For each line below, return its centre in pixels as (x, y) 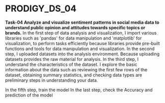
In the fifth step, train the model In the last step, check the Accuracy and (79, 90)
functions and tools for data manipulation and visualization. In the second (80, 49)
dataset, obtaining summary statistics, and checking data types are (74, 75)
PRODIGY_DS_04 (41, 9)
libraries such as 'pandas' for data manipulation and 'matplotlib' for (74, 38)
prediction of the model (29, 95)
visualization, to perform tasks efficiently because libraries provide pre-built (82, 43)
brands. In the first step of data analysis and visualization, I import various (81, 33)
